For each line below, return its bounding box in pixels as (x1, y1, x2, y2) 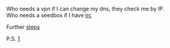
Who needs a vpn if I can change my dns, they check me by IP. (6, 5, 165, 12)
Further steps (6, 24, 40, 30)
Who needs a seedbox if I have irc (6, 12, 92, 19)
